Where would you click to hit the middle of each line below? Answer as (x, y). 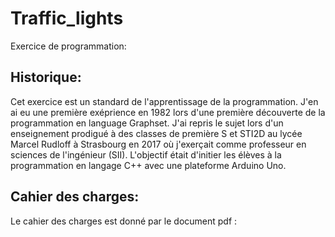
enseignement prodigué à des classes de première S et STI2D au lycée (156, 133)
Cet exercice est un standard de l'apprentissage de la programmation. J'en (164, 101)
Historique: (46, 77)
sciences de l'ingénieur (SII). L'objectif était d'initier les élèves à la (146, 154)
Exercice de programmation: (68, 46)
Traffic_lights (67, 18)
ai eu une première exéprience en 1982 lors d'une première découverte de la (168, 112)
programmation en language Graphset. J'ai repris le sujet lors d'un (147, 123)
